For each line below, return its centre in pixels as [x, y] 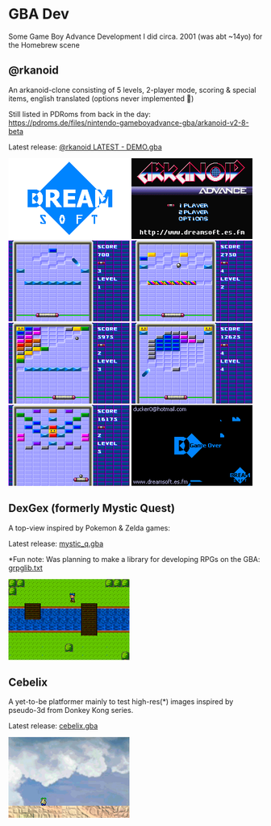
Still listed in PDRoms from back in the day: [80, 114]
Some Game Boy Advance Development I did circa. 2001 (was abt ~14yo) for [135, 36]
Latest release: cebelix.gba [53, 726]
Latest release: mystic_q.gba [56, 543]
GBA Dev [39, 14]
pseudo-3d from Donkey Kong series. [71, 711]
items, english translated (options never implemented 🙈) [101, 99]
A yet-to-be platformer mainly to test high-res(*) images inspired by [121, 702]
